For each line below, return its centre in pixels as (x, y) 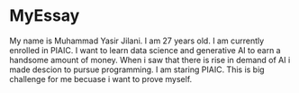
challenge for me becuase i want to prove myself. (101, 79)
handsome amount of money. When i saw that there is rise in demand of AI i (150, 60)
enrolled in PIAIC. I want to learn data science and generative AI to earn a (145, 50)
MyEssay (45, 16)
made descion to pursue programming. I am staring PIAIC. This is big (137, 70)
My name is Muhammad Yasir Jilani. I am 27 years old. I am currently (137, 41)
